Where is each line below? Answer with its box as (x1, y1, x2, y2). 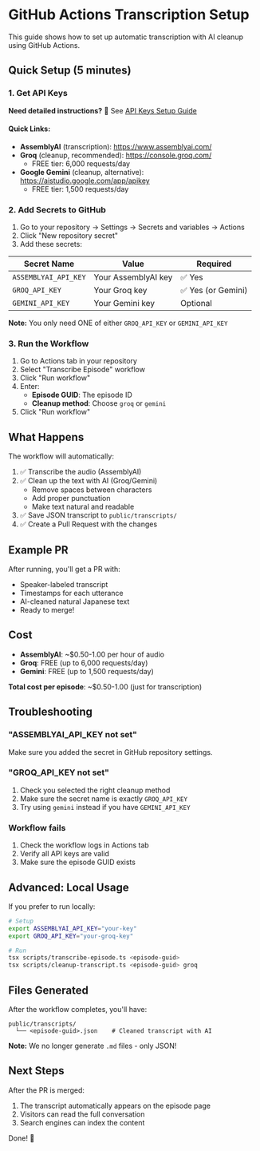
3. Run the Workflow (8, 338, 89, 349)
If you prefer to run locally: (8, 901, 96, 911)
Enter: (19, 382, 40, 391)
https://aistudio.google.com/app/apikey (19, 176, 150, 185)
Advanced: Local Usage (8, 880, 129, 894)
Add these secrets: (19, 240, 82, 249)
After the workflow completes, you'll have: (8, 1005, 148, 1014)
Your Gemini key (93, 298, 156, 309)
